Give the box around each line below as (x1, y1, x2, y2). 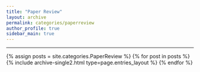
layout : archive (6, 14, 46, 20)
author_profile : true (6, 25, 60, 32)
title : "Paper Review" (6, 8, 62, 15)
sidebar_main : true (6, 31, 55, 37)
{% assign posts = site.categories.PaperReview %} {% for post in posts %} (6, 53, 190, 60)
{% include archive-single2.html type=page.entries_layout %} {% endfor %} (6, 59, 193, 66)
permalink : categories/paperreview (6, 20, 95, 26)
